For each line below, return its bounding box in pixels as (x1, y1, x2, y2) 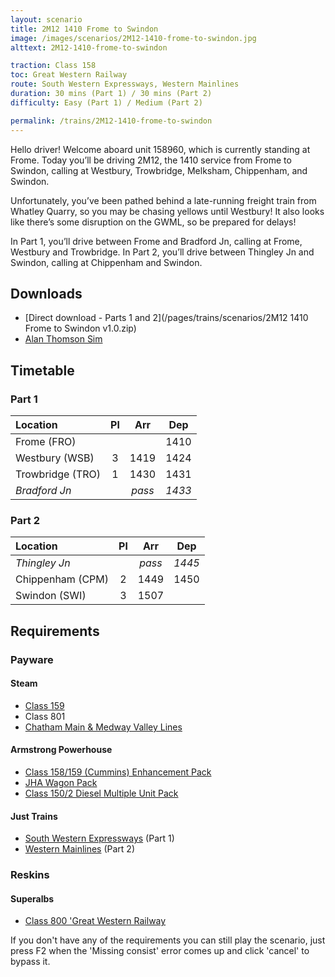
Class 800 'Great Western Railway (24, 915, 167, 927)
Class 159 (24, 699, 65, 711)
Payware (10, 652, 54, 666)
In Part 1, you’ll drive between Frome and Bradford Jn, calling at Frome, (10, 235, 303, 247)
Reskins (10, 868, 50, 882)
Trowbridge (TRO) (15, 467, 102, 481)
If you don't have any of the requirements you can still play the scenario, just (10, 934, 326, 946)
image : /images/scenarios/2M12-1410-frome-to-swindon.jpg (10, 33, 257, 43)
